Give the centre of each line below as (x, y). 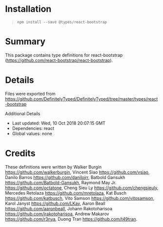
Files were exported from (30, 94)
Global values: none (32, 133)
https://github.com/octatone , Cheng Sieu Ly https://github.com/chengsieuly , (82, 188)
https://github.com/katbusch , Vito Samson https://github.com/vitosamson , (80, 198)
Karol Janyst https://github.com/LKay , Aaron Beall (55, 203)
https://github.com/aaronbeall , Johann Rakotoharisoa (59, 208)
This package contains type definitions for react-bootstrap (64, 55)
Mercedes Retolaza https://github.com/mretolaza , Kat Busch (66, 193)
